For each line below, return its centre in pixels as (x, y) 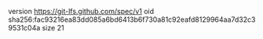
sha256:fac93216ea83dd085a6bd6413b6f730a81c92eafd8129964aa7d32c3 (132, 19)
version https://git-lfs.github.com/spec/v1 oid (81, 11)
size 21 (53, 28)
